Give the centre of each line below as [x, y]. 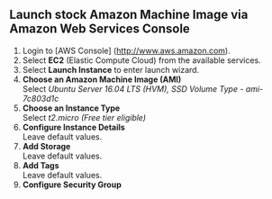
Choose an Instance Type [71, 108]
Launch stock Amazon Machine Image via [129, 15]
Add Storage [46, 146]
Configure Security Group [72, 185]
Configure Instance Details [74, 127]
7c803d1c [41, 98]
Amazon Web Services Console [100, 29]
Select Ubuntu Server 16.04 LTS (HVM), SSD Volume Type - [133, 88]
